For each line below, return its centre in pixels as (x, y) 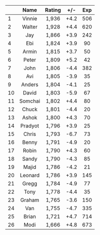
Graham (30, 200)
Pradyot (30, 126)
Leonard (30, 175)
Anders (30, 85)
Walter (30, 27)
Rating (53, 10)
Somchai (30, 101)
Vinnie (30, 19)
